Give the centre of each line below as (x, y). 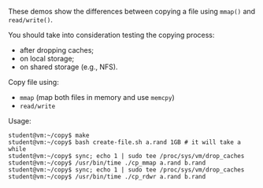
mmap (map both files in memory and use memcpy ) (97, 97)
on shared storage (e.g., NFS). (69, 67)
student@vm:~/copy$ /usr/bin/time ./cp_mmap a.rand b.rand (107, 163)
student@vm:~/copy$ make (49, 135)
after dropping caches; (57, 50)
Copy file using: (33, 82)
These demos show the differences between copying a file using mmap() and (132, 11)
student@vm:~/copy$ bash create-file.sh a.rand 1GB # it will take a (125, 142)
